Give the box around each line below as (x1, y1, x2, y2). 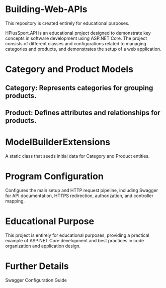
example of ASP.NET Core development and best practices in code (5, 237, 144, 243)
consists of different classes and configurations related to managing (5, 40, 147, 46)
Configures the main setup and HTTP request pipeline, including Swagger (5, 187, 158, 193)
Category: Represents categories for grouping (5, 83, 153, 92)
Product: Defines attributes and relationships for (5, 108, 160, 117)
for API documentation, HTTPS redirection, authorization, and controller (5, 193, 153, 199)
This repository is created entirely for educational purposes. (5, 20, 130, 26)
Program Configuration (5, 171, 104, 182)
